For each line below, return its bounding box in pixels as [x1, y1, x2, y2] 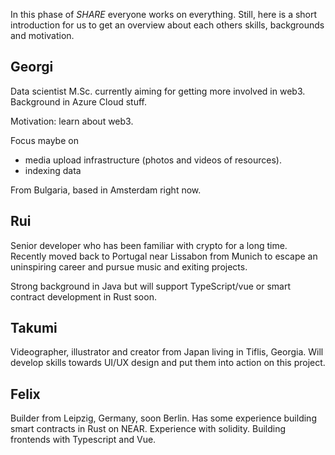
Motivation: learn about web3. [10, 115, 134, 127]
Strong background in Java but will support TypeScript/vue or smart [10, 280, 291, 292]
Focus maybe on [10, 134, 79, 146]
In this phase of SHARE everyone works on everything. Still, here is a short [10, 9, 318, 20]
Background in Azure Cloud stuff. [10, 95, 147, 108]
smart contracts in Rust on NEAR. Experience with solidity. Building [10, 423, 287, 435]
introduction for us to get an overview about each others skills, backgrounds [10, 19, 325, 31]
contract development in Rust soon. [10, 290, 157, 303]
